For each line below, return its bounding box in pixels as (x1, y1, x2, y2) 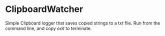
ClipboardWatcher (5, 3, 83, 15)
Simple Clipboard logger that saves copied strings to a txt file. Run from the (5, 20, 160, 26)
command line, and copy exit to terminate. (5, 25, 92, 31)
